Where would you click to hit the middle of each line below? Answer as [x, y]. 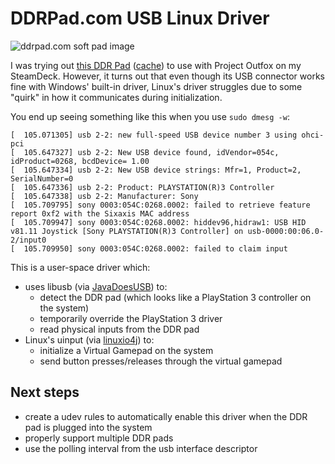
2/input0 [28, 240]
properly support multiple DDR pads [99, 438]
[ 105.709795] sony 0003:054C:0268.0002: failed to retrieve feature [160, 205]
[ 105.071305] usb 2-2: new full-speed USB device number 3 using [154, 135]
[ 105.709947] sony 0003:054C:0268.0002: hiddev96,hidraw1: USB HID [158, 222]
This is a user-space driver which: [80, 267]
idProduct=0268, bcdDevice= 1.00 [80, 161]
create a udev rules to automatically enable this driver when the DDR [166, 416]
